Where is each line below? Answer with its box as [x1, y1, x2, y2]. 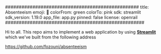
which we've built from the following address [5, 34, 97, 40]
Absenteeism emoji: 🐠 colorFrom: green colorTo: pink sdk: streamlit [5, 9, 141, 15]
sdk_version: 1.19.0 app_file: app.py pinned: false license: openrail [5, 15, 138, 20]
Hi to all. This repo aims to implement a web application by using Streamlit [5, 29, 156, 35]
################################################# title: [5, 4, 149, 10]
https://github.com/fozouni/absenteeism [5, 44, 87, 49]
